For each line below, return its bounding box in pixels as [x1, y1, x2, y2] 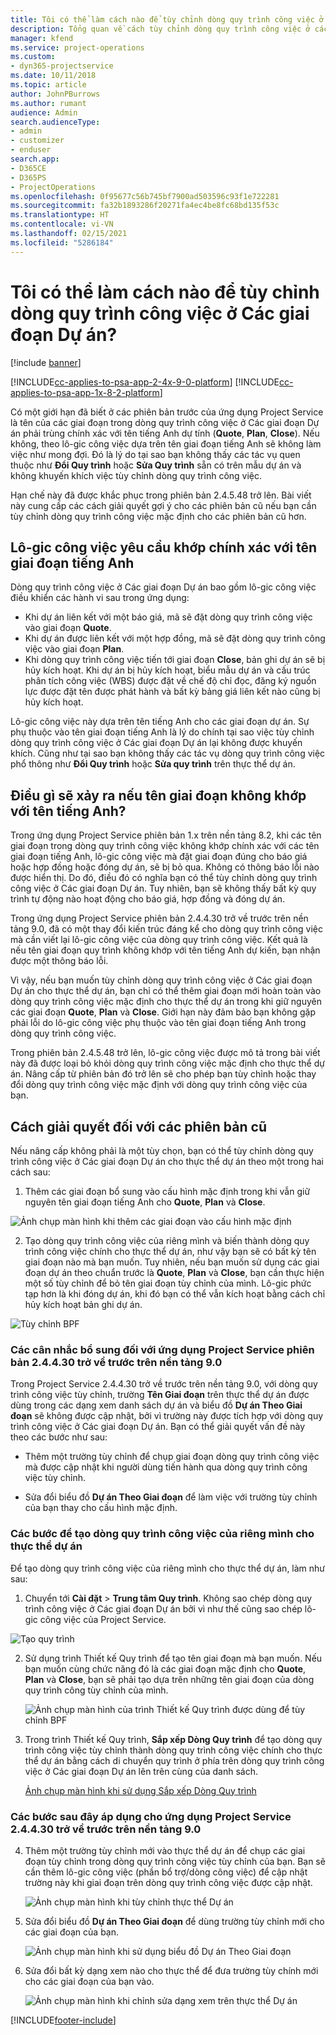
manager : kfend [10, 33, 74, 43]
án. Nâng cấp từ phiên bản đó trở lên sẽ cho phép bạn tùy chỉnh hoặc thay [10, 1068, 317, 1080]
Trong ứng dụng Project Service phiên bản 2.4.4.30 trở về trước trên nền [10, 912, 309, 925]
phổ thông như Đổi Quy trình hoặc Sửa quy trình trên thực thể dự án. [10, 758, 296, 770]
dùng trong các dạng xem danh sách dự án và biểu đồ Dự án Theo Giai [10, 1399, 303, 1411]
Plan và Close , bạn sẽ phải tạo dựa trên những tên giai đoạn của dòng [24, 1673, 315, 1685]
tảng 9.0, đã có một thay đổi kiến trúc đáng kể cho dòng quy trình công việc [10, 923, 323, 935]
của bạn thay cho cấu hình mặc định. [24, 1502, 178, 1514]
